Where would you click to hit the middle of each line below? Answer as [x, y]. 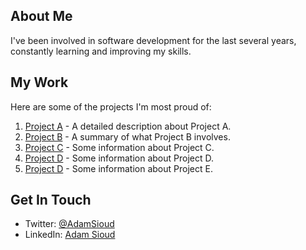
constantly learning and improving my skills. [101, 51]
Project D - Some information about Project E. [118, 168]
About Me [41, 16]
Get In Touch [51, 200]
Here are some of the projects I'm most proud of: [111, 106]
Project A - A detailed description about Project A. [128, 126]
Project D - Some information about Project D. [119, 158]
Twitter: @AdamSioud [69, 224]
